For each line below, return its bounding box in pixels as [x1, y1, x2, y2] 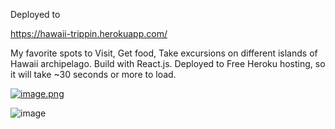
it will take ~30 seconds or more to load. [10, 69, 177, 80]
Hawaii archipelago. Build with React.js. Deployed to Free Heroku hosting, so [10, 58, 326, 69]
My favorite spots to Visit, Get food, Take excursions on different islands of [10, 47, 318, 59]
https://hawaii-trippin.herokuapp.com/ [10, 28, 168, 39]
